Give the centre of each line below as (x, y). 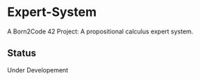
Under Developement (38, 70)
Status (22, 53)
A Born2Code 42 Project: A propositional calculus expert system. (100, 31)
